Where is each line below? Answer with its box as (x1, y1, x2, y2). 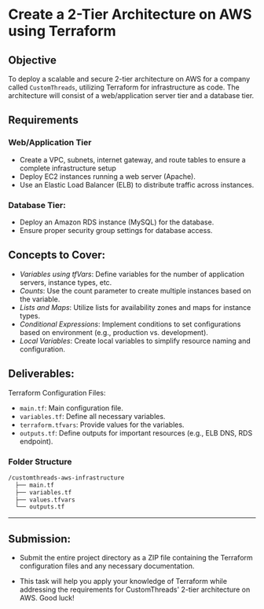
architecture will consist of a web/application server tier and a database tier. (8, 91, 255, 100)
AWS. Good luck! (19, 593, 75, 603)
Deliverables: (8, 367, 75, 381)
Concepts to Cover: (8, 249, 106, 262)
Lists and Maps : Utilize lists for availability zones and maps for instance (19, 302, 251, 312)
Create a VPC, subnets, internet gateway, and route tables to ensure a (19, 155, 246, 164)
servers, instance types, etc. (19, 277, 112, 287)
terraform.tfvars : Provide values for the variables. (19, 420, 185, 429)
